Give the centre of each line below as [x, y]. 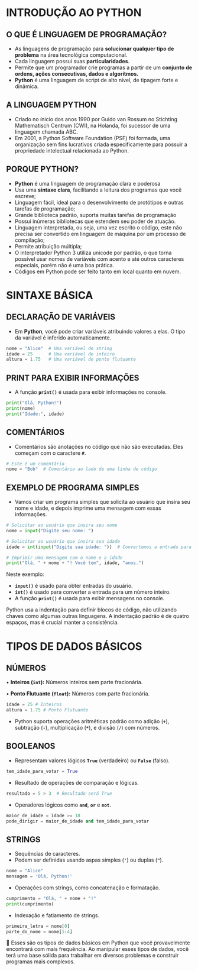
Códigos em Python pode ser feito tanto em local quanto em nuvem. [98, 271]
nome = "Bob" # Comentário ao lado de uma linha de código [82, 469]
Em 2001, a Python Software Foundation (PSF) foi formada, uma [92, 138]
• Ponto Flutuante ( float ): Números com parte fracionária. [78, 694]
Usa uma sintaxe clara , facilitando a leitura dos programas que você [98, 190]
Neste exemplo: [25, 574]
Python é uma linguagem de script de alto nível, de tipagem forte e [96, 80]
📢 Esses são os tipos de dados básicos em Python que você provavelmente [98, 943]
